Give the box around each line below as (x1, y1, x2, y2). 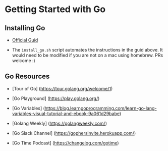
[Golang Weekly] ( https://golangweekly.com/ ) (12, 120, 107, 126)
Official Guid (12, 37, 38, 43)
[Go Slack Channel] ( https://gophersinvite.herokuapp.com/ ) (12, 130, 136, 136)
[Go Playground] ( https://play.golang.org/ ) (12, 95, 100, 102)
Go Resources (5, 72, 50, 81)
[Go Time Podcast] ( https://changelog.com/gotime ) (12, 140, 119, 146)
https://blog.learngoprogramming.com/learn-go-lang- (44, 105, 157, 111)
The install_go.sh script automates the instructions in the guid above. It (12, 47, 163, 53)
